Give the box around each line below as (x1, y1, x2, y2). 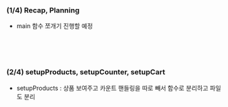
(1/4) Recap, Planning (6, 5, 80, 15)
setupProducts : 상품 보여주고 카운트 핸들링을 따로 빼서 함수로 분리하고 (16, 84, 209, 92)
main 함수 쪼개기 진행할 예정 (16, 22, 94, 30)
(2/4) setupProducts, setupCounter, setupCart (6, 67, 166, 77)
